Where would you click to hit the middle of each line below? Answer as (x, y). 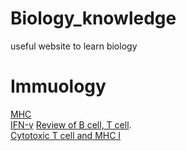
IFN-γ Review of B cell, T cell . (71, 124)
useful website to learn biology (74, 46)
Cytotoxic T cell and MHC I (66, 135)
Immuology (58, 86)
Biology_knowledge (93, 18)
